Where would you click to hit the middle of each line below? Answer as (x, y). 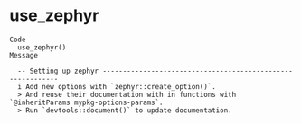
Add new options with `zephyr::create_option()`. (121, 86)
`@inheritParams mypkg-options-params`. (87, 102)
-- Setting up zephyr (58, 71)
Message (24, 55)
